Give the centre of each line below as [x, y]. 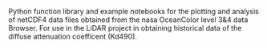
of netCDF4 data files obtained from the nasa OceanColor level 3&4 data [128, 20]
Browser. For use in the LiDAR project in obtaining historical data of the [125, 28]
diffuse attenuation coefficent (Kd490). [73, 36]
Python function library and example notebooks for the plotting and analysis [133, 11]
